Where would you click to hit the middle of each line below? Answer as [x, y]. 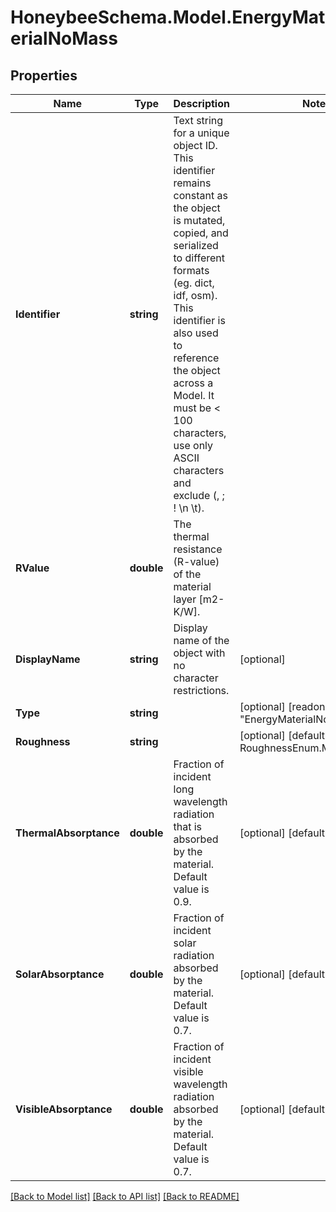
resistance [198, 549]
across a [193, 383]
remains [192, 183]
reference [196, 358]
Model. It [194, 395]
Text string [198, 120]
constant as [200, 195]
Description [201, 103]
